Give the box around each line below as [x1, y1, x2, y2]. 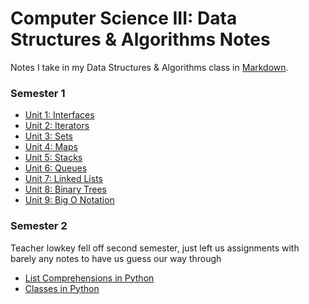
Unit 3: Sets [24, 130, 73, 142]
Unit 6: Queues [24, 162, 88, 174]
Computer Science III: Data [10, 7, 238, 30]
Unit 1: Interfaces [24, 109, 95, 121]
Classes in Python [24, 282, 100, 294]
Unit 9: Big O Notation [24, 194, 115, 206]
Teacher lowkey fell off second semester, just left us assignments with [10, 242, 300, 254]
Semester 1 [10, 86, 66, 100]
